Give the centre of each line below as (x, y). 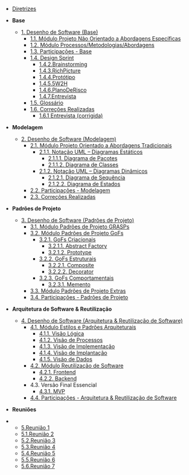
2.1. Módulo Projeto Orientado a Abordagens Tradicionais (101, 145)
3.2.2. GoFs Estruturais (68, 259)
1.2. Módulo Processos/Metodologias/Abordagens (92, 45)
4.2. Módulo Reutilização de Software (77, 366)
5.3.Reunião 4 (38, 447)
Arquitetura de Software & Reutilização (62, 309)
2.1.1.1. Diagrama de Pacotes (83, 158)
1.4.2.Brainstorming (63, 64)
